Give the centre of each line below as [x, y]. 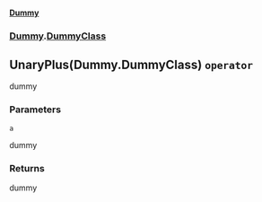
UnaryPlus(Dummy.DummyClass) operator [131, 64]
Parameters [35, 110]
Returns [27, 168]
